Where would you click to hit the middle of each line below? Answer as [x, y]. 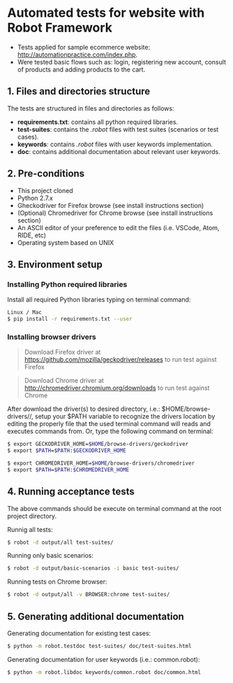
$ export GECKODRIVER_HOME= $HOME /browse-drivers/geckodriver [98, 444]
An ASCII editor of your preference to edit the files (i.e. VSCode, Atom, [118, 227]
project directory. [32, 516]
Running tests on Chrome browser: [57, 582]
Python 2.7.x [35, 198]
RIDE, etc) [32, 235]
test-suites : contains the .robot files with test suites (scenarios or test [118, 129]
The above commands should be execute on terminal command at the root [114, 508]
